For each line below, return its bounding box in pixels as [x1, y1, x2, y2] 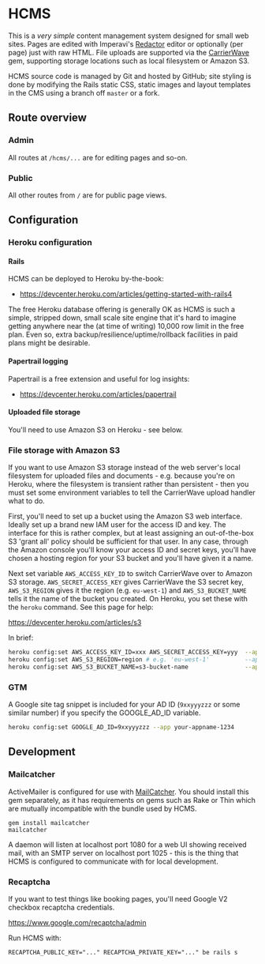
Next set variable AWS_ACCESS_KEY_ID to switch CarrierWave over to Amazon [8, 569, 252, 578]
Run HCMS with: [8, 933, 62, 943]
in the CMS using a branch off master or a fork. [8, 88, 160, 97]
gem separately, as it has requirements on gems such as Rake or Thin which [8, 795, 256, 804]
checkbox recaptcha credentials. [8, 902, 115, 912]
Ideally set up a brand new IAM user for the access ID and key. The [8, 520, 226, 529]
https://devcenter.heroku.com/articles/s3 [8, 618, 142, 627]
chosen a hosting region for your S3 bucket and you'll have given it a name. [8, 554, 254, 563]
